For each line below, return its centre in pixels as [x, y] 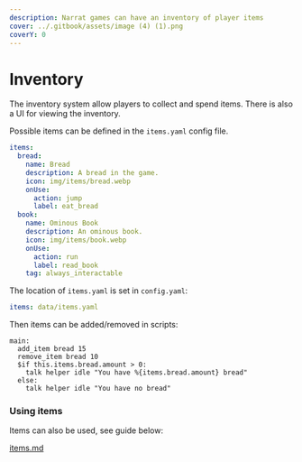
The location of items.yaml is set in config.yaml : [99, 291]
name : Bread [48, 165]
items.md [27, 448]
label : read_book [66, 265]
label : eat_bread [66, 207]
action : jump [58, 198]
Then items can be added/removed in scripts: [94, 325]
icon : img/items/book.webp [76, 240]
